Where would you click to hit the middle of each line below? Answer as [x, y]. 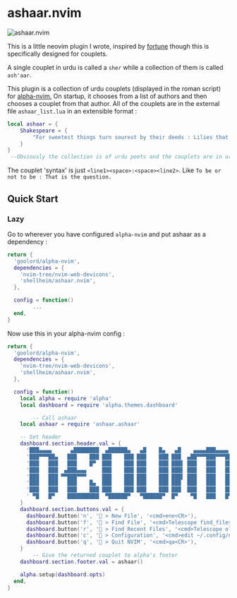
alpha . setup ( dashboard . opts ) [63, 574]
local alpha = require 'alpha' [66, 398]
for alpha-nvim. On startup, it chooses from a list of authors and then [107, 96]
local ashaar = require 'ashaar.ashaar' [80, 424]
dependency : [28, 241]
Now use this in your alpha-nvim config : [66, 333]
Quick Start [33, 199]
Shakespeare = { [44, 131]
